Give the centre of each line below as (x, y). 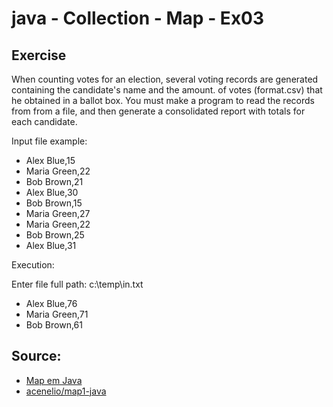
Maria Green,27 (58, 213)
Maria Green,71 (57, 314)
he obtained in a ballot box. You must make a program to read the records (163, 100)
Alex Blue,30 (52, 192)
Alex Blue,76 (51, 303)
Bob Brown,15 (54, 203)
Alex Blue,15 (50, 160)
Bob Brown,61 (54, 325)
